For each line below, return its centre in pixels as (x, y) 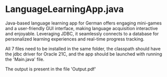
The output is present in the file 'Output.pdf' (51, 69)
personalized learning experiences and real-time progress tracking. (75, 39)
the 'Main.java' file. (25, 59)
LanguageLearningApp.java (64, 9)
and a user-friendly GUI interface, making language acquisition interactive (81, 28)
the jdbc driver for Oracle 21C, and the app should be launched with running (84, 54)
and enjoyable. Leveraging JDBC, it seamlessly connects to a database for (82, 33)
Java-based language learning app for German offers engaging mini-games (83, 23)
